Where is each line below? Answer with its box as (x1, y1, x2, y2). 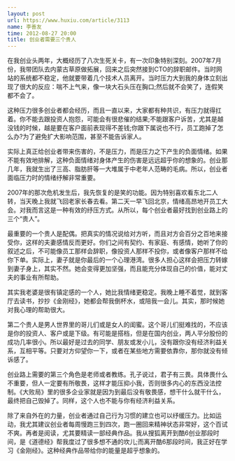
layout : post (7, 10, 45, 17)
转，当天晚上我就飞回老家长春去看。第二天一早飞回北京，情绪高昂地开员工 (7, 197, 222, 206)
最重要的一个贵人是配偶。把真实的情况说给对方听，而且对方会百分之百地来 (7, 229, 222, 238)
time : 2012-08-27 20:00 (7, 29, 77, 37)
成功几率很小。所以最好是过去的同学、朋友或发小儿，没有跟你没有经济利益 (7, 338, 222, 346)
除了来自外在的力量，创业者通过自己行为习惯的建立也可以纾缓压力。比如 (7, 411, 215, 420)
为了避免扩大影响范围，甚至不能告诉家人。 (22, 132, 145, 141)
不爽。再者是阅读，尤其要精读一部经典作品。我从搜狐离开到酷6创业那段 (7, 429, 213, 437)
